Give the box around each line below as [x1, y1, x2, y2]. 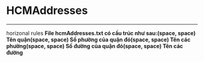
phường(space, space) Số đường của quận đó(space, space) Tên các [6, 42, 183, 49]
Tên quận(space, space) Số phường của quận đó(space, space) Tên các [6, 36, 191, 43]
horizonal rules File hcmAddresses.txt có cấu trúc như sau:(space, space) [6, 29, 196, 36]
